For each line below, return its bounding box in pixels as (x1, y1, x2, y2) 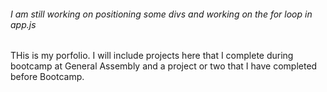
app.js (10, 18, 37, 30)
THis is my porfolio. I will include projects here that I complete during (10, 50, 294, 62)
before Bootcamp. (10, 71, 85, 83)
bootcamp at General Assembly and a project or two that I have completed (10, 60, 318, 72)
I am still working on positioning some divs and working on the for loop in (10, 8, 313, 20)
